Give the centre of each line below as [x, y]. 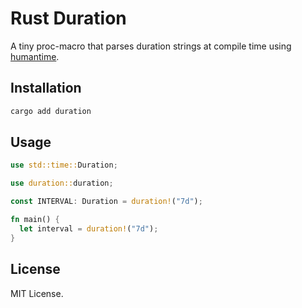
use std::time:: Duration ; [64, 165]
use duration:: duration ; [62, 183]
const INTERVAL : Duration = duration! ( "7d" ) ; [106, 202]
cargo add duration [51, 111]
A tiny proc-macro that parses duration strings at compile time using [151, 46]
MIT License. [37, 293]
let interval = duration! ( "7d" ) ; [89, 228]
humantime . [35, 56]
